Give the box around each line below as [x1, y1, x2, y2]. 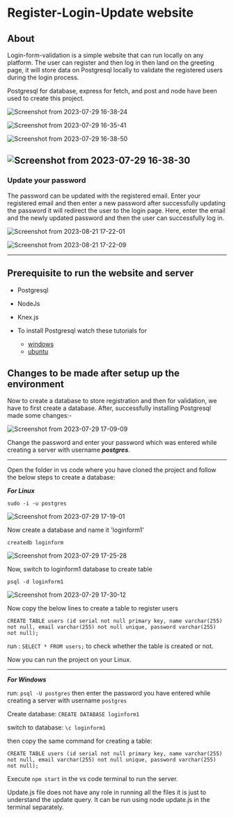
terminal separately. [7, 803, 64, 812]
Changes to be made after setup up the [7, 367, 180, 379]
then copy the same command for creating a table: [7, 737, 153, 746]
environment [7, 378, 64, 390]
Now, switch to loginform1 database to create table [7, 565, 153, 574]
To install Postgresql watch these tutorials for [17, 326, 148, 335]
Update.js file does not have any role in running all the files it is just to [7, 788, 207, 796]
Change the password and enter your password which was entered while [7, 439, 217, 447]
